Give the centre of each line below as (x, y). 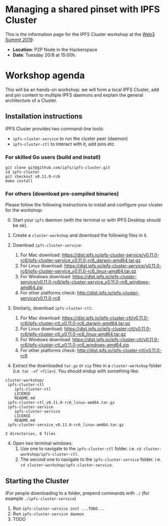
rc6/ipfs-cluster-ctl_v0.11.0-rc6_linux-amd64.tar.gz (73, 334)
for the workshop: (24, 210)
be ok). (20, 225)
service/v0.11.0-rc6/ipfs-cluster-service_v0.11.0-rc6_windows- (85, 282)
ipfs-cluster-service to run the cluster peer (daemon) (70, 138)
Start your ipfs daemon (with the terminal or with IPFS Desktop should (87, 220)
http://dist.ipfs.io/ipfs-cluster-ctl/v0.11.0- (119, 350)
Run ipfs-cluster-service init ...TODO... (59, 508)
